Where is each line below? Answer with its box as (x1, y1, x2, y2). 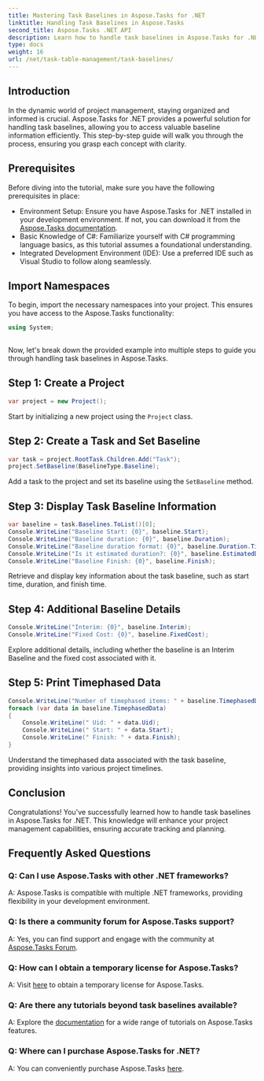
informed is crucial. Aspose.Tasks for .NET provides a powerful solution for (8, 113, 251, 123)
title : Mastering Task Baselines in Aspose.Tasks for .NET (8, 11, 206, 20)
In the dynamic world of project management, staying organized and (8, 106, 230, 115)
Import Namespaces (8, 279, 110, 292)
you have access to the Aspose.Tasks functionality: (8, 309, 174, 318)
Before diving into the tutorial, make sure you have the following (8, 183, 214, 192)
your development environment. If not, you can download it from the (19, 214, 241, 224)
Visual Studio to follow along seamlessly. (19, 257, 152, 266)
